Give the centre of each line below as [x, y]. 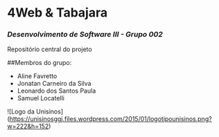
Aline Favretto [37, 76]
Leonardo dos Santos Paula [56, 91]
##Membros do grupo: [40, 63]
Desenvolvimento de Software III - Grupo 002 [85, 35]
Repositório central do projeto [50, 49]
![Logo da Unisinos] [35, 111]
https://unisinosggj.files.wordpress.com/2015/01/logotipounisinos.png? [111, 119]
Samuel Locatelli [41, 98]
